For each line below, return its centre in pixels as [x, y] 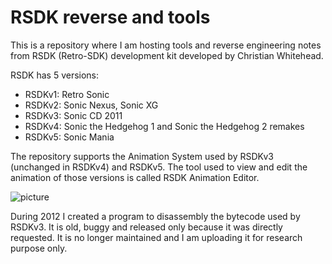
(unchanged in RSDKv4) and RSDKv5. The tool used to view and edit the [159, 167]
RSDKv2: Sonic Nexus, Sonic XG [91, 105]
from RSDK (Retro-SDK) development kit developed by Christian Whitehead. [167, 55]
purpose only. [39, 248]
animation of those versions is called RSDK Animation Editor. [135, 177]
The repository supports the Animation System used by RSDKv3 [142, 156]
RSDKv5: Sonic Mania [69, 137]
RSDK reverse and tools [110, 17]
